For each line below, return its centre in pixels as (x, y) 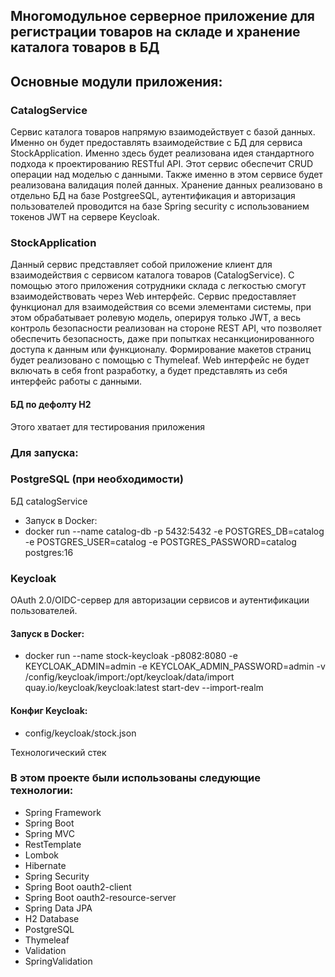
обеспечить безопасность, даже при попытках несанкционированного (162, 339)
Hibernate (45, 865)
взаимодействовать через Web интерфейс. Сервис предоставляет (153, 296)
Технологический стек (58, 752)
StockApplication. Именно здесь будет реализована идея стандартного (162, 153)
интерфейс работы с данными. (76, 381)
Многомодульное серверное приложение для (162, 16)
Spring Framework (63, 812)
